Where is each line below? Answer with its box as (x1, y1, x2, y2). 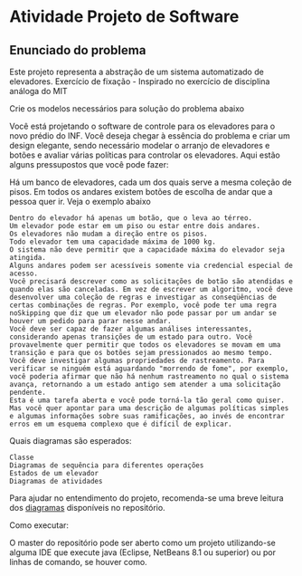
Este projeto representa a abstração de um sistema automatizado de (9, 66, 264, 77)
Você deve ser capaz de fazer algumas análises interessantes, (9, 324, 253, 333)
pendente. (9, 388, 47, 397)
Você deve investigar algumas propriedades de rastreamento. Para (9, 356, 265, 365)
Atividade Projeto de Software (9, 6, 240, 27)
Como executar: (9, 520, 70, 531)
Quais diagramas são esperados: (9, 436, 132, 446)
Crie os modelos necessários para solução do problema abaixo (9, 103, 245, 114)
